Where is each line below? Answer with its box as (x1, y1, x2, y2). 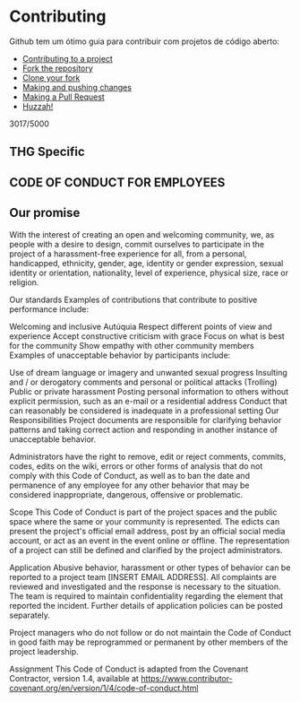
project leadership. (9, 646, 79, 656)
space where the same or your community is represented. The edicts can (9, 516, 280, 526)
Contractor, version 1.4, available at (9, 672, 139, 683)
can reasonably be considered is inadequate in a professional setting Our (9, 405, 279, 416)
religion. (9, 276, 39, 288)
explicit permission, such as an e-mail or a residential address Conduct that (9, 395, 288, 406)
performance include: (9, 303, 90, 315)
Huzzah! (21, 100, 54, 111)
